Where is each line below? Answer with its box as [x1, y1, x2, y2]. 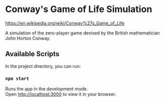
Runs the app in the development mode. [5, 86, 88, 92]
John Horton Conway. [5, 35, 51, 41]
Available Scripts [5, 50, 59, 58]
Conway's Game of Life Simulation [5, 4, 152, 15]
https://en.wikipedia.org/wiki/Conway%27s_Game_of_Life [5, 20, 125, 26]
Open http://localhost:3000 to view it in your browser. [5, 91, 117, 97]
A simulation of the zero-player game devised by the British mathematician [5, 30, 160, 36]
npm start [5, 75, 29, 81]
